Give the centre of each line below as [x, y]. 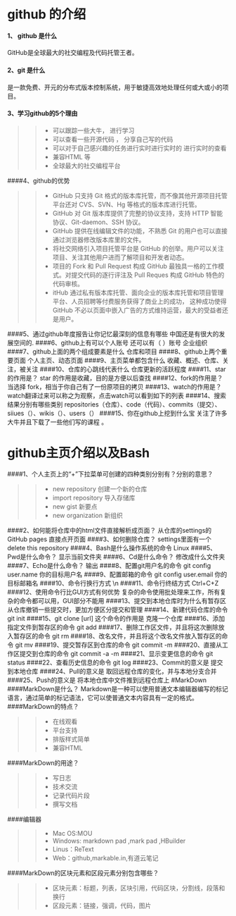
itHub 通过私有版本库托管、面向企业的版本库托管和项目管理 [138, 292]
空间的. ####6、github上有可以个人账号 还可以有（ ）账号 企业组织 [110, 342]
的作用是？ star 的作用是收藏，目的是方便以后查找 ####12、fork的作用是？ [115, 378]
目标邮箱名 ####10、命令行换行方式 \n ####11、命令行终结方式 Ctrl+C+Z [113, 583]
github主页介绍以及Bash [79, 453]
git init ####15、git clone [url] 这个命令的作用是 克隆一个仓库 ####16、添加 [116, 618]
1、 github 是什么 [32, 35]
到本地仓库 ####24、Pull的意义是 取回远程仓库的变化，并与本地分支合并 [112, 671]
